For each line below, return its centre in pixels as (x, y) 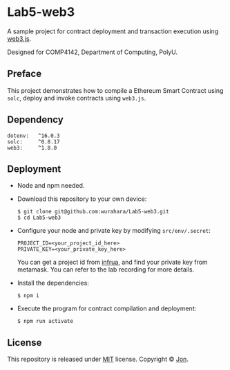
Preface (25, 74)
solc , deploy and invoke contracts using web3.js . (77, 98)
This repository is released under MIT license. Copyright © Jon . (98, 359)
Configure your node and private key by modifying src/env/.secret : (114, 231)
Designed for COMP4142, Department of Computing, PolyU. (93, 52)
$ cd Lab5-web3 (39, 218)
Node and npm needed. (51, 186)
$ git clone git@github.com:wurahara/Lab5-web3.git (93, 212)
